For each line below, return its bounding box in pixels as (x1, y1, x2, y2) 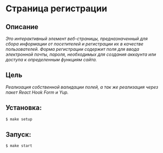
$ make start (5, 144, 33, 149)
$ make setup (5, 116, 33, 121)
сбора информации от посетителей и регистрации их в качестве (5, 41, 144, 47)
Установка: (5, 104, 42, 112)
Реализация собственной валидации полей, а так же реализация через (5, 84, 159, 90)
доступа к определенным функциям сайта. (5, 57, 97, 62)
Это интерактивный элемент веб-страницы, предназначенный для (5, 36, 148, 41)
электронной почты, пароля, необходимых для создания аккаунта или (5, 51, 156, 57)
